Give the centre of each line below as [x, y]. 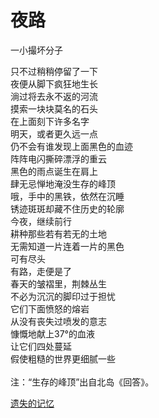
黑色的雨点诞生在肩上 [54, 171]
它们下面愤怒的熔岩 [50, 308]
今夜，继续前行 [41, 221]
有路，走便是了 [41, 271]
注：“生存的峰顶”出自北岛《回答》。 [82, 382]
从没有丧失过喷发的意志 [58, 321]
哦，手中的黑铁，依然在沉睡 [67, 196]
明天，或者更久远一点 [54, 133]
